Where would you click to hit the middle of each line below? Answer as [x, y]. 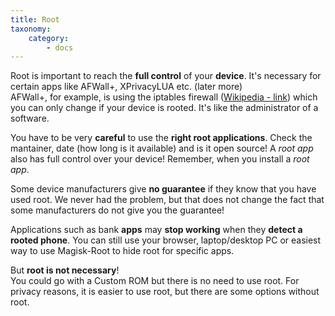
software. [30, 118]
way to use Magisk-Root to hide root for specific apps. [122, 251]
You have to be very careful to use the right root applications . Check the [161, 138]
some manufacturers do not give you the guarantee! [117, 210]
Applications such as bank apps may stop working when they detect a [156, 230]
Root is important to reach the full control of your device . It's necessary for [166, 76]
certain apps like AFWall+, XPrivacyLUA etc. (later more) [126, 87]
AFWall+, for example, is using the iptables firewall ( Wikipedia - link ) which [164, 97]
